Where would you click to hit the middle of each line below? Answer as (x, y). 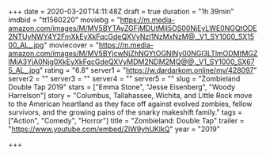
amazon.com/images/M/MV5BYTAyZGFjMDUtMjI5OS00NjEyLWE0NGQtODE (133, 28)
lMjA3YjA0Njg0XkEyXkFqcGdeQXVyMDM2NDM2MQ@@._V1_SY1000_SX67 (131, 62)
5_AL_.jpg (24, 70)
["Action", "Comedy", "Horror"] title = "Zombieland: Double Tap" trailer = (126, 121)
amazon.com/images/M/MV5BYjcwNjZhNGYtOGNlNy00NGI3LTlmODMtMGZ (133, 53)
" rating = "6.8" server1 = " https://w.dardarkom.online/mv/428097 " (148, 70)
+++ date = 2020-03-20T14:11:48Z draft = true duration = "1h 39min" (121, 11)
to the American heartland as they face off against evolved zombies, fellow (130, 104)
